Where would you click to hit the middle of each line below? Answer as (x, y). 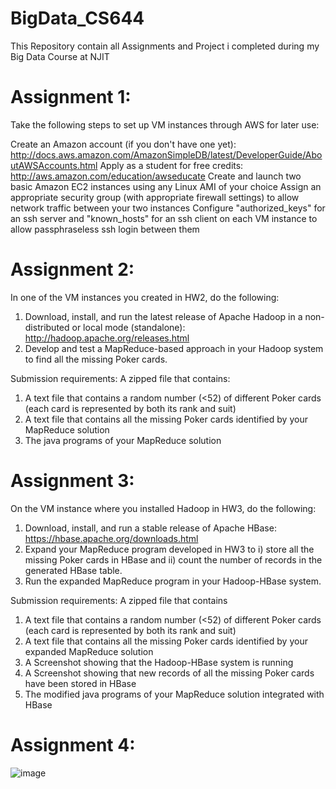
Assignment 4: (73, 744)
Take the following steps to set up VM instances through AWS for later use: (165, 124)
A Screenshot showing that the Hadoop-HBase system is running (159, 662)
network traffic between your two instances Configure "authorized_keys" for (168, 208)
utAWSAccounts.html (54, 165)
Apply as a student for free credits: (171, 165)
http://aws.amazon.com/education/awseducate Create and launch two (156, 176)
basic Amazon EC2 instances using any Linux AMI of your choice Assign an (166, 186)
